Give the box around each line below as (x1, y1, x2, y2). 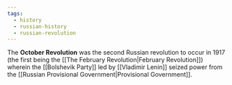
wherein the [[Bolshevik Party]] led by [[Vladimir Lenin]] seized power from (7, 63, 223, 71)
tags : (7, 10, 23, 17)
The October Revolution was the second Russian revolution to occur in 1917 (7, 48, 225, 57)
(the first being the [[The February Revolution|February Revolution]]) (7, 56, 203, 64)
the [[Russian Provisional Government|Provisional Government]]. (7, 70, 193, 79)
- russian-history (13, 23, 68, 30)
